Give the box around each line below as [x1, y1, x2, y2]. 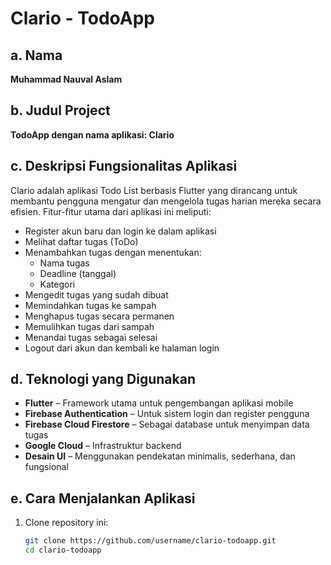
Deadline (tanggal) [39, 267, 117, 279]
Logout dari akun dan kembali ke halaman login [24, 342, 220, 354]
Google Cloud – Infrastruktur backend [24, 440, 182, 452]
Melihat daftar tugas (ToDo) [24, 235, 139, 247]
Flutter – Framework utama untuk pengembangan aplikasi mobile [24, 397, 294, 409]
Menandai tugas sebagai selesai [24, 331, 158, 343]
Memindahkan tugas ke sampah [24, 299, 157, 311]
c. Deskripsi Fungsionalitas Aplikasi [10, 158, 238, 175]
